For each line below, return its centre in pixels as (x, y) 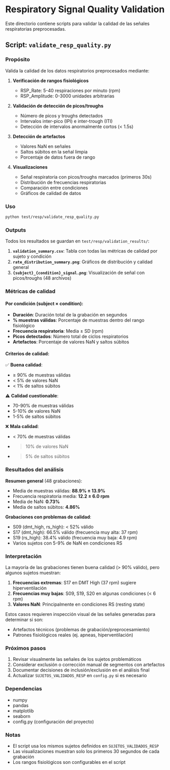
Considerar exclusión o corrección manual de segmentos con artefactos (89, 665)
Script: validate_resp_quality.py (58, 45)
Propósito (18, 60)
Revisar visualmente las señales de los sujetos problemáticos (77, 659)
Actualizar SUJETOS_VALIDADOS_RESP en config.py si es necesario (80, 676)
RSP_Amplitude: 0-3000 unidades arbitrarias (67, 96)
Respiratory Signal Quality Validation (85, 9)
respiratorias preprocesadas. (36, 29)
